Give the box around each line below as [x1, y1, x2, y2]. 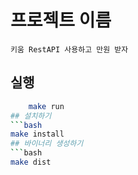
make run [28, 101, 65, 111]
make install [10, 129, 65, 140]
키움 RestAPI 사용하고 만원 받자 [10, 44, 129, 55]
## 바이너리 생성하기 [10, 139, 84, 149]
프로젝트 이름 [10, 9, 112, 32]
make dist [10, 157, 52, 167]
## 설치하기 [10, 111, 52, 121]
